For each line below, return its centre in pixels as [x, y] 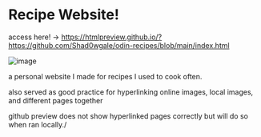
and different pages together [56, 100]
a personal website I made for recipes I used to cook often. [105, 76]
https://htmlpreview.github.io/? [112, 37]
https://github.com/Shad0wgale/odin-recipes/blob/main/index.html [119, 45]
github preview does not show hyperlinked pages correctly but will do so [128, 116]
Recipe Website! [64, 15]
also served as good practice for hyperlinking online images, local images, [131, 92]
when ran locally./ [38, 124]
